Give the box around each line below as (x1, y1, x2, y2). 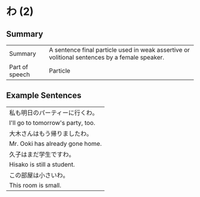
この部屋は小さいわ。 (9, 171, 70, 179)
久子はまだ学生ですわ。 (9, 150, 76, 158)
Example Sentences (6, 90, 82, 101)
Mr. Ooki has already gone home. (9, 139, 102, 148)
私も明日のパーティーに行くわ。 (9, 108, 99, 117)
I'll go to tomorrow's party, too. (9, 118, 95, 127)
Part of (9, 63, 29, 71)
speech (9, 70, 30, 79)
